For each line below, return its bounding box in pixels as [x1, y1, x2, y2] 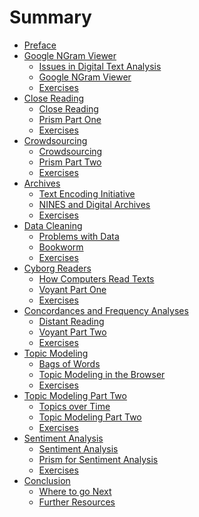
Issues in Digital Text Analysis [38, 60, 162, 72]
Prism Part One [38, 113, 102, 125]
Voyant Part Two [38, 326, 107, 338]
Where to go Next [38, 485, 112, 497]
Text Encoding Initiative [38, 187, 136, 200]
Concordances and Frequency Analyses [23, 304, 189, 316]
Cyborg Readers [23, 262, 92, 274]
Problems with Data [38, 230, 120, 242]
